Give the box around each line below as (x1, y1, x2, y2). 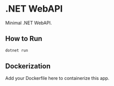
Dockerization (5, 62, 51, 71)
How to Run (5, 34, 43, 43)
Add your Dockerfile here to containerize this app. (5, 75, 110, 81)
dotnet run (5, 48, 28, 53)
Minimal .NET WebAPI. (5, 20, 52, 26)
